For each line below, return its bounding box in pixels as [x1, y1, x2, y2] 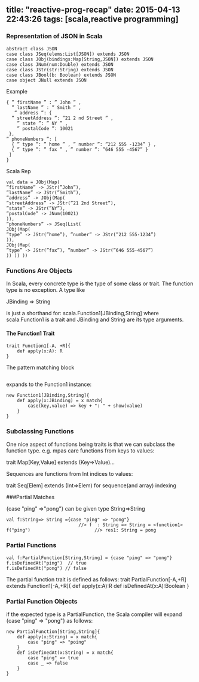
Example [6, 87, 28, 95]
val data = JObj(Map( [6, 179, 60, 185]
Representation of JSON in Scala [6, 32, 103, 41]
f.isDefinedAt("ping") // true [6, 560, 87, 566]
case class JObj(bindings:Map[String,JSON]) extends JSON [6, 56, 154, 62]
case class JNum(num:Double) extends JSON [6, 61, 114, 68]
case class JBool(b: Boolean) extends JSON [6, 72, 117, 78]
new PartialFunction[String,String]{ [6, 629, 100, 635]
